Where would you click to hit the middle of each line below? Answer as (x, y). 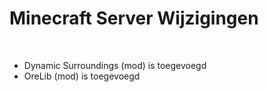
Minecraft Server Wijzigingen (134, 18)
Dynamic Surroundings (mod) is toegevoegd (115, 65)
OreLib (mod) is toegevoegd (82, 76)
